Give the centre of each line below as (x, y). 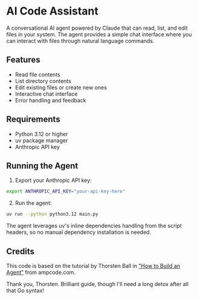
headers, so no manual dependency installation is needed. (79, 232)
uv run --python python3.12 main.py (52, 214)
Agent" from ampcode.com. (41, 272)
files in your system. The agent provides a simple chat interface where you (99, 34)
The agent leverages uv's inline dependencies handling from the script (94, 226)
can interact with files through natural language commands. (81, 41)
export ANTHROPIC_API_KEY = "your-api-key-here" (66, 192)
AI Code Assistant (52, 11)
